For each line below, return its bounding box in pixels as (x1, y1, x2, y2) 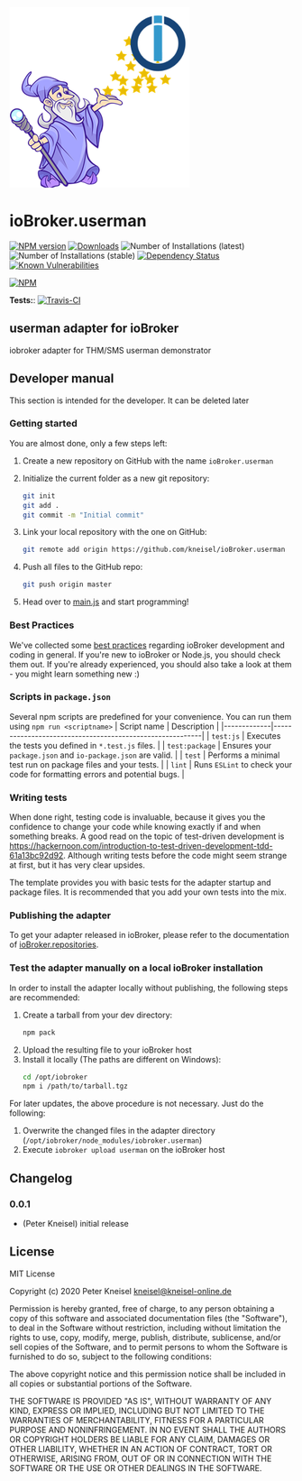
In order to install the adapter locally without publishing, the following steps (9, 982, 288, 993)
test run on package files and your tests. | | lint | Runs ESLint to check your (9, 759, 293, 769)
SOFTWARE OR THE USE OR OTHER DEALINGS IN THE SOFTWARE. (9, 1462, 262, 1473)
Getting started (9, 418, 78, 430)
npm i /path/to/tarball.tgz (22, 1081, 128, 1091)
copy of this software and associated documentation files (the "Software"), (9, 1312, 288, 1323)
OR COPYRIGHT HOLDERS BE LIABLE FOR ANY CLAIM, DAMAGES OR (9, 1433, 270, 1445)
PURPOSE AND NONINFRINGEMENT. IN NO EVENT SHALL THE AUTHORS (9, 1424, 287, 1435)
